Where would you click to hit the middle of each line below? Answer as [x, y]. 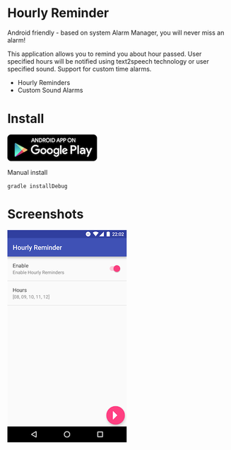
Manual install [28, 172]
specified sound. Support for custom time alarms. [79, 69]
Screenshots [46, 214]
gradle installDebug [38, 186]
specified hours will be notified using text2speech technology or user [108, 61]
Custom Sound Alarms [50, 90]
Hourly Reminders [44, 82]
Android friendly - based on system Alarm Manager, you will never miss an [116, 33]
